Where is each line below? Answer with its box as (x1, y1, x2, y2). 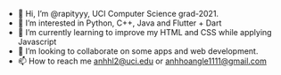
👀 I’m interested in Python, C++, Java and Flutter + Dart (17, 18, 222, 28)
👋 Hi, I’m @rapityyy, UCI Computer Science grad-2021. (17, 9, 219, 19)
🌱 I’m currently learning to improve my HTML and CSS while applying (17, 27, 272, 37)
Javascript (17, 36, 57, 47)
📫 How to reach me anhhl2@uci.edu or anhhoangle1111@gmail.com (17, 56, 268, 66)
